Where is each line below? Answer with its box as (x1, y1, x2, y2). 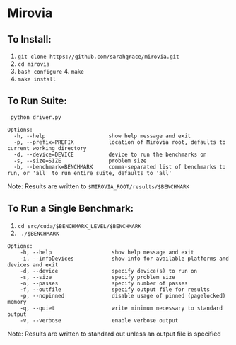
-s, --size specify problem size (20, 273, 175, 281)
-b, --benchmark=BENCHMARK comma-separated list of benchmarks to (13, 163, 226, 171)
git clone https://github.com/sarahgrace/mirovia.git (17, 53, 179, 60)
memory (7, 298, 27, 305)
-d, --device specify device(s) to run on (20, 267, 198, 274)
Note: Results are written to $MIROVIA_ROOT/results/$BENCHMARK (7, 182, 190, 191)
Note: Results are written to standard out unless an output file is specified (7, 329, 221, 338)
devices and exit (7, 261, 59, 268)
